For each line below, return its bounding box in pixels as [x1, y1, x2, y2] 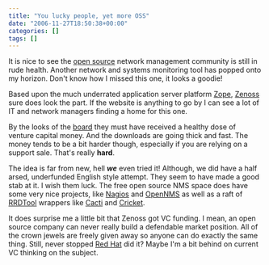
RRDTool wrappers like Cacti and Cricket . [8, 198, 145, 208]
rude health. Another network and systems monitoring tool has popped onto [8, 65, 262, 75]
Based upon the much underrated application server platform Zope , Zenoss [8, 90, 260, 99]
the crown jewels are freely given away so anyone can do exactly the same [8, 231, 258, 241]
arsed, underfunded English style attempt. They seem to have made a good [8, 172, 260, 182]
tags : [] [8, 34, 38, 43]
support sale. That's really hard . [8, 148, 116, 158]
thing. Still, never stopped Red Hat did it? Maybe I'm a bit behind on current [8, 239, 258, 249]
